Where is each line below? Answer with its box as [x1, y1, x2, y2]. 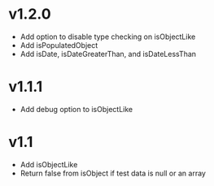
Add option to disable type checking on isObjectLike [20, 32, 196, 41]
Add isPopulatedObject [20, 40, 98, 50]
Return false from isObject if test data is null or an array [20, 168, 206, 178]
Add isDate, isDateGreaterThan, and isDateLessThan [20, 49, 197, 58]
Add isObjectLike [20, 159, 78, 169]
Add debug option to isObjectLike [20, 104, 133, 114]
